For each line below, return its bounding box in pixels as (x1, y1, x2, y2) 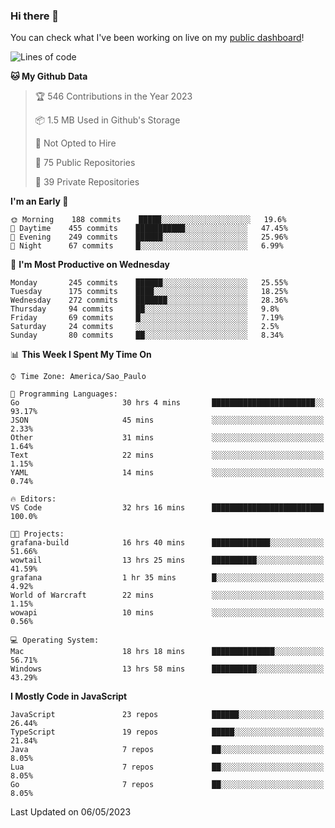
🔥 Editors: (10, 494, 57, 504)
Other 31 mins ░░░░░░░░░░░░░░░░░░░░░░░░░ (10, 433, 325, 443)
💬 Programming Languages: (10, 389, 118, 399)
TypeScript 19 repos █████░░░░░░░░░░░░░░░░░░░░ (10, 727, 325, 738)
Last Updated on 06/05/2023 (10, 806, 132, 818)
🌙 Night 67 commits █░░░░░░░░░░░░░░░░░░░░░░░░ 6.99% (10, 241, 284, 251)
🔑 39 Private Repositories (34, 176, 140, 188)
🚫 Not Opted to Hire (34, 137, 117, 149)
